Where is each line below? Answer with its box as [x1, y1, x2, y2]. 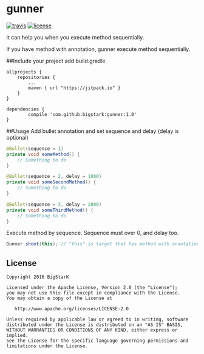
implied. [6, 333, 29, 339]
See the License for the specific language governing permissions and [6, 338, 189, 344]
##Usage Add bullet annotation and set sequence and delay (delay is [6, 127, 179, 135]
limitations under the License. [6, 343, 88, 349]
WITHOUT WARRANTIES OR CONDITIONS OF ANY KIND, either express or [6, 327, 178, 333]
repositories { [17, 74, 56, 80]
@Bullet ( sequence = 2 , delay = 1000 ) [6, 174, 102, 180]
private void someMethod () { [6, 151, 80, 157]
